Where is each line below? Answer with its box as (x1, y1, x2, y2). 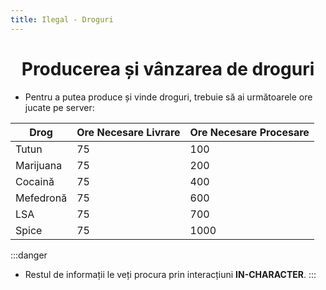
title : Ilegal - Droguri (10, 14, 114, 25)
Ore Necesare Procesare (189, 125, 310, 139)
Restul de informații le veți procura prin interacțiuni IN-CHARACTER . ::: (24, 268, 317, 280)
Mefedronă (15, 191, 68, 205)
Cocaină (15, 174, 55, 188)
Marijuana (15, 158, 63, 172)
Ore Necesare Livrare (76, 125, 181, 139)
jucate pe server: (24, 101, 95, 113)
